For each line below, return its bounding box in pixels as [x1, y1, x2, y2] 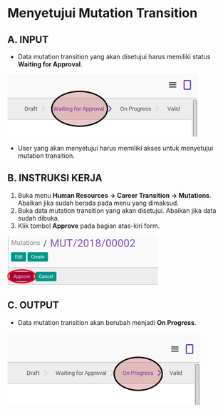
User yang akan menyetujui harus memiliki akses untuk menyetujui [17, 144, 214, 152]
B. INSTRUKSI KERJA [7, 172, 103, 184]
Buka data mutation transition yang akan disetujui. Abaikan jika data [17, 206, 217, 215]
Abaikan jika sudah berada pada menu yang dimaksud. [17, 199, 180, 207]
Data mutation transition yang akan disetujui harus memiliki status [17, 52, 211, 61]
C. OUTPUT [7, 299, 59, 311]
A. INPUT [7, 34, 48, 46]
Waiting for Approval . [17, 60, 83, 69]
